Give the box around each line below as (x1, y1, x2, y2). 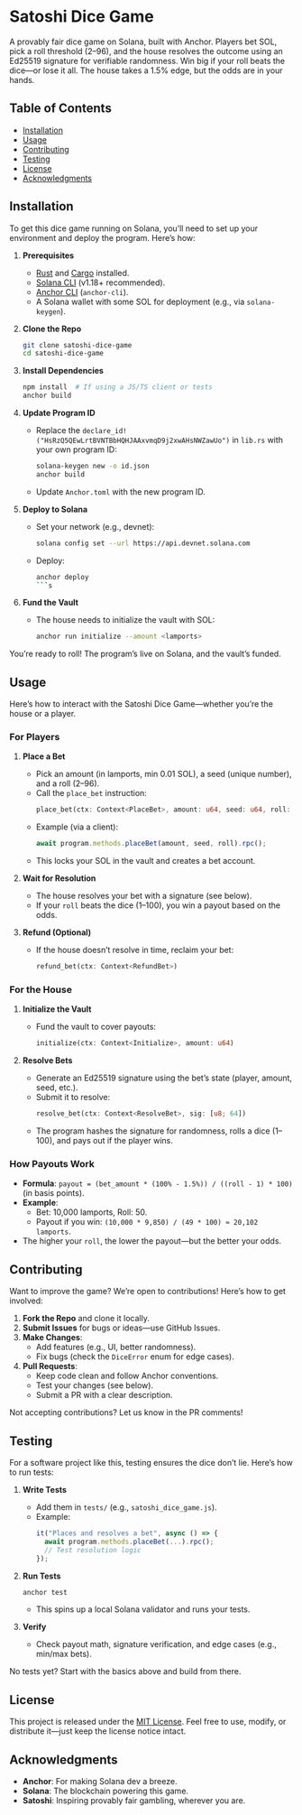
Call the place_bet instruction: (35, 788, 147, 799)
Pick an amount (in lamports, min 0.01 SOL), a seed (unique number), (35, 769, 292, 780)
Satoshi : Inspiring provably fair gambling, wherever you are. (22, 1795, 246, 1806)
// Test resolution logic (43, 1545, 142, 1554)
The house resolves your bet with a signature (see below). (35, 891, 252, 902)
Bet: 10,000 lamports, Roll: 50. (35, 1207, 148, 1218)
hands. (9, 74, 35, 85)
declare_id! (82, 427, 128, 436)
